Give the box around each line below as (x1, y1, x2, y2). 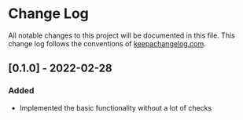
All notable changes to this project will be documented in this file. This (8, 31, 236, 40)
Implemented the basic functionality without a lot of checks (19, 103, 212, 112)
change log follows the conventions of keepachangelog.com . (8, 38, 206, 48)
